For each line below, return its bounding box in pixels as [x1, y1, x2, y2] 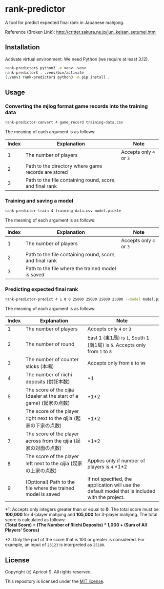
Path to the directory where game [25, 162, 102, 169]
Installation [5, 43, 40, 52]
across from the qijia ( [25, 438, 76, 445]
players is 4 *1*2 [87, 464, 127, 470]
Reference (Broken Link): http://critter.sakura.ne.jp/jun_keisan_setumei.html [5, 29, 157, 35]
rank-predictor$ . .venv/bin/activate [5, 70, 84, 75]
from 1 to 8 [87, 348, 112, 355]
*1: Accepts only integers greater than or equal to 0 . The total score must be [5, 507, 159, 512]
